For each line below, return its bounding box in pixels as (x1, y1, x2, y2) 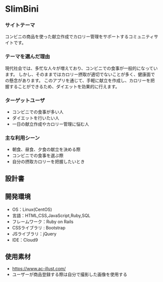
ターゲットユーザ (5, 97, 45, 103)
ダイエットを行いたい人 (12, 115, 59, 121)
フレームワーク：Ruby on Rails (12, 219, 74, 224)
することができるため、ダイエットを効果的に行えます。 (9, 83, 120, 89)
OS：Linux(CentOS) (12, 206, 53, 212)
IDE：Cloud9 (12, 237, 38, 242)
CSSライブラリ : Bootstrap (12, 224, 66, 230)
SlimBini (5, 3, 39, 15)
